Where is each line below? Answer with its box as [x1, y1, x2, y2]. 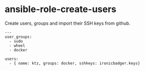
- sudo [9, 39, 23, 44]
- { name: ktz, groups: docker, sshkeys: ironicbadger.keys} [9, 60, 140, 66]
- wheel [9, 43, 26, 48]
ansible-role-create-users [5, 4, 117, 15]
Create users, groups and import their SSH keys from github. [5, 20, 130, 26]
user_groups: [5, 34, 32, 39]
